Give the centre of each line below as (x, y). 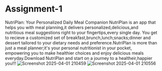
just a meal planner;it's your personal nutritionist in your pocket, (68, 48)
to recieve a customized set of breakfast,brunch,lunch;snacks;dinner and (78, 38)
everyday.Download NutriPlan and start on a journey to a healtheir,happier (79, 58)
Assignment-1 (34, 9)
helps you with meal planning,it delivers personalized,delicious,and (72, 27)
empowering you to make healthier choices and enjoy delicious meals (74, 53)
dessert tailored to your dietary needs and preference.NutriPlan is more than (81, 43)
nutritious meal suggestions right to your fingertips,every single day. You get (81, 32)
